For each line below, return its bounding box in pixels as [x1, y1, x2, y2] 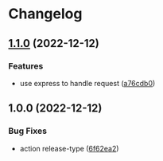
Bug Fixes [8, 125, 48, 136]
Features [8, 61, 44, 72]
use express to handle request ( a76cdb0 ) [19, 78, 156, 88]
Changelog [8, 5, 83, 23]
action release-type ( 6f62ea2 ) [19, 143, 119, 153]
